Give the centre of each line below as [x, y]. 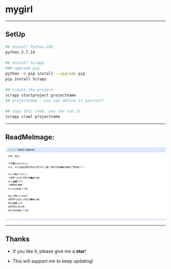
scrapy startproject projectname [41, 95]
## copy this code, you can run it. [44, 111]
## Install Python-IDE [29, 47]
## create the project [29, 90]
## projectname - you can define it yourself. [55, 100]
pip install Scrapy [26, 79]
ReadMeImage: [30, 137]
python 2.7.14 [20, 52]
